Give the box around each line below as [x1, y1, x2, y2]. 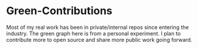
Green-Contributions [6, 4, 112, 18]
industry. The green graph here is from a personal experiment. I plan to [6, 30, 181, 37]
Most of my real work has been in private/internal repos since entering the [6, 24, 189, 31]
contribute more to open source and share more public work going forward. [6, 36, 193, 43]
